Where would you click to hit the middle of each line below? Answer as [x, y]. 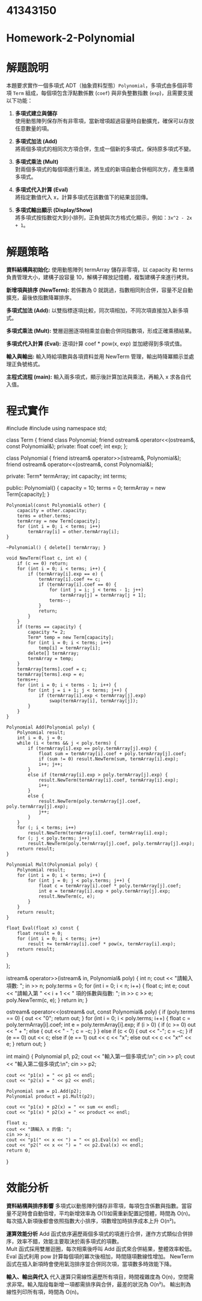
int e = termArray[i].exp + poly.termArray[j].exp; [104, 891]
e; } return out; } [26, 1044]
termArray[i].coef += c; [69, 580]
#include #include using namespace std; [57, 428]
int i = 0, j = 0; [40, 738]
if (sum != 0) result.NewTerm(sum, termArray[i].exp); [109, 759]
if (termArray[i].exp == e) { [66, 574]
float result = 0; [40, 934]
